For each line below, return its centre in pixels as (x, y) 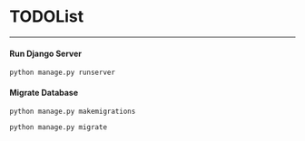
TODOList (47, 17)
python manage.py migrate (58, 127)
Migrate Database (44, 92)
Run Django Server (46, 53)
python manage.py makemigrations (73, 112)
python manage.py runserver (63, 73)
